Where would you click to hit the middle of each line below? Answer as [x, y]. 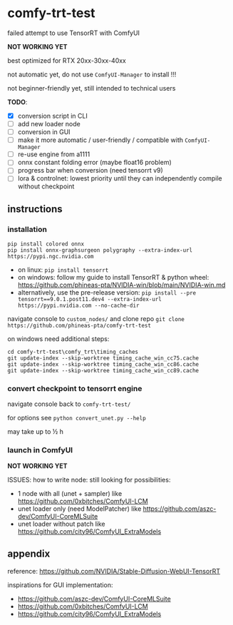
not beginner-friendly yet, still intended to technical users [92, 88]
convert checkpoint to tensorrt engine [75, 389]
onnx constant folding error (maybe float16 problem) [95, 163]
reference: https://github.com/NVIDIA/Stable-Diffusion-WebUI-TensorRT [114, 571]
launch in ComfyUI [40, 450]
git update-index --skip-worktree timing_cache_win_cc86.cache [103, 365]
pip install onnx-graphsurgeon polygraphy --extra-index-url [100, 250]
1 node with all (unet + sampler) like [70, 493]
